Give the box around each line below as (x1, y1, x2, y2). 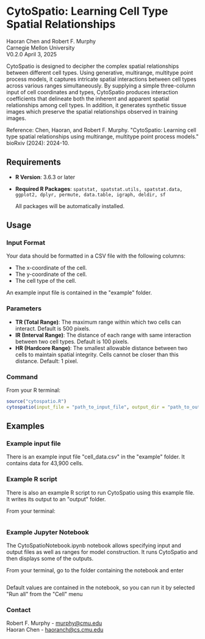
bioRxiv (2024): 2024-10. (6, 139, 70, 146)
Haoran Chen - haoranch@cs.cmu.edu (6, 626, 104, 633)
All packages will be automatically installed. (15, 202, 125, 209)
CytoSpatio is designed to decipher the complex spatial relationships (6, 62, 179, 70)
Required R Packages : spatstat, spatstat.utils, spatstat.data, (15, 185, 183, 192)
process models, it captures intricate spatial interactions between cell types (6, 75, 196, 83)
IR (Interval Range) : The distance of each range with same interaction (15, 331, 192, 338)
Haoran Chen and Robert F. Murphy (6, 37, 96, 45)
